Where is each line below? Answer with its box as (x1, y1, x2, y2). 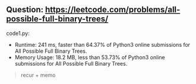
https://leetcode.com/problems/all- (45, 5, 181, 15)
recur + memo (20, 71, 56, 79)
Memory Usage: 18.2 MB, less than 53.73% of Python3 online (14, 53, 165, 61)
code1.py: (6, 30, 30, 37)
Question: (6, 5, 44, 15)
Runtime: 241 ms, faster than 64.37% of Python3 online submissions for (14, 41, 191, 48)
